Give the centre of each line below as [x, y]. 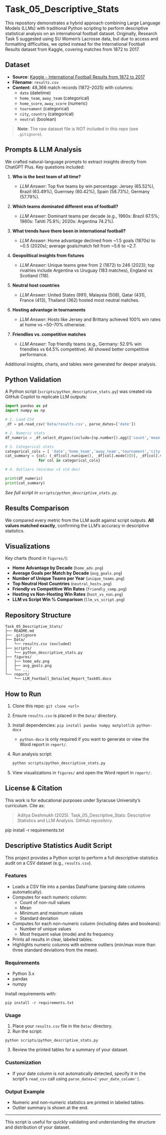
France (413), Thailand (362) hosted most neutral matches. [80, 300]
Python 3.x [23, 974]
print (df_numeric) [24, 478]
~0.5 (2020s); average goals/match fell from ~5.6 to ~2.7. [78, 246]
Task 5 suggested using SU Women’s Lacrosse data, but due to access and [82, 39]
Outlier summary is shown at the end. [50, 1107]
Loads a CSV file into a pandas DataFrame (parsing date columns [79, 886]
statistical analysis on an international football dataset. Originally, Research [81, 33]
